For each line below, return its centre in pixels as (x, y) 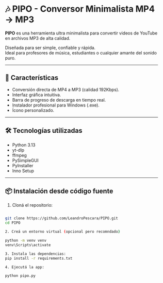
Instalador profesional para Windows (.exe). (56, 105)
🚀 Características (32, 78)
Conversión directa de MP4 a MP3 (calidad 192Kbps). (66, 89)
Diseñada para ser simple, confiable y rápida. (50, 48)
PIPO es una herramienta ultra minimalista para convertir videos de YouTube (81, 33)
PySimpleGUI (25, 160)
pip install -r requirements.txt (39, 258)
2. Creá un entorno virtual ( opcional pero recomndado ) (63, 232)
